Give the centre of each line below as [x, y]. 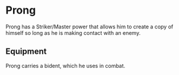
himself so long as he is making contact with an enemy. [73, 32]
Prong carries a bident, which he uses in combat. [65, 66]
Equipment [26, 52]
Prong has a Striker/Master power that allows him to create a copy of [89, 27]
